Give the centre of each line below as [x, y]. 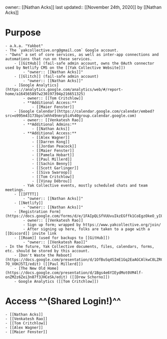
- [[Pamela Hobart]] [53, 155]
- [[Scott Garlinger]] [55, 168]
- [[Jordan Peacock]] [54, 146]
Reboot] [64, 255]
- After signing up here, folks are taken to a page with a [86, 229]
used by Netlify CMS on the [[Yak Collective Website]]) [65, 68]
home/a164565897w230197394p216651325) [45, 94]
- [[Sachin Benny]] [52, 164]
